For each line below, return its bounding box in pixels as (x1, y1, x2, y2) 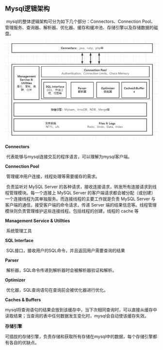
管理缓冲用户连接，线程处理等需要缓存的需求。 (6, 173, 100, 179)
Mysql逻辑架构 (5, 4, 50, 13)
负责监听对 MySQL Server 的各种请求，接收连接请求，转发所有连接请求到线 (6, 184, 157, 190)
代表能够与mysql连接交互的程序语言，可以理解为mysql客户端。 (6, 154, 132, 159)
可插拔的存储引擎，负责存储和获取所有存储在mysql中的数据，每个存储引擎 (5, 333, 153, 339)
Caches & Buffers (5, 297, 41, 302)
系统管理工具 (6, 227, 32, 233)
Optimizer (5, 277, 26, 283)
